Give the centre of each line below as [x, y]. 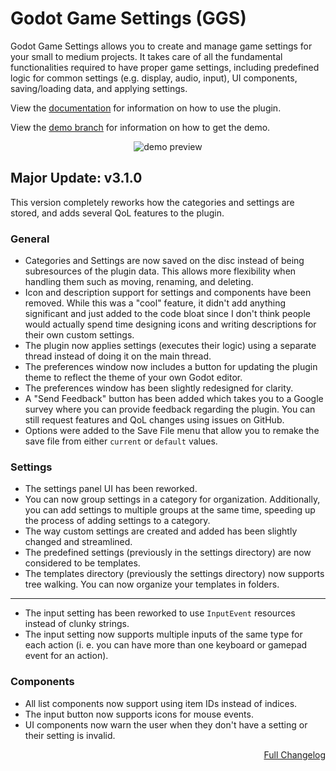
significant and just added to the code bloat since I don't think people [167, 314]
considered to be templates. [82, 563]
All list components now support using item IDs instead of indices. [161, 703]
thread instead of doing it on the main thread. [118, 356]
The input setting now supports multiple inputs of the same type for [163, 634]
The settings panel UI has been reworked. [111, 489]
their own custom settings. [79, 335]
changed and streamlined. [78, 542]
